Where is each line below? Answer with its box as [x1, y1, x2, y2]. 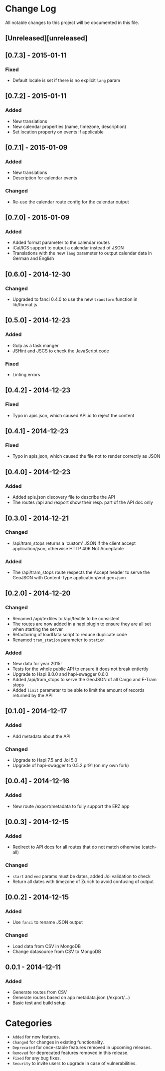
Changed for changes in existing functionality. [12, 1039, 104, 1045]
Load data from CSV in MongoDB [12, 943, 81, 949]
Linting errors [12, 372, 40, 378]
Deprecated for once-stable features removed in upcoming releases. [12, 1045, 152, 1051]
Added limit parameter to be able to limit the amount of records [12, 687, 145, 693]
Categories [5, 1018, 52, 1029]
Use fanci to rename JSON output [12, 919, 83, 925]
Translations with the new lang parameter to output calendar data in [12, 250, 152, 256]
